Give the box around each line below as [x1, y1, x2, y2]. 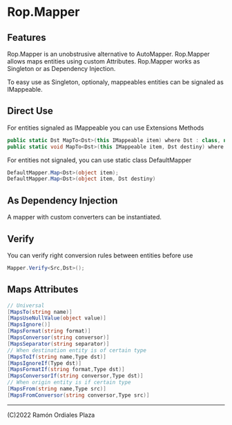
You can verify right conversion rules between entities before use [7, 251, 193, 259]
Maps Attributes [7, 284, 79, 295]
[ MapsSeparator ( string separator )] [7, 340, 110, 347]
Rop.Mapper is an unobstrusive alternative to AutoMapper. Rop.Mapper [7, 50, 211, 58]
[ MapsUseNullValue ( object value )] [7, 315, 107, 322]
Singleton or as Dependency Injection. [7, 65, 116, 72]
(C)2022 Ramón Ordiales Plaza [7, 411, 95, 419]
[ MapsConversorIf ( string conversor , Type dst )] [7, 373, 144, 379]
